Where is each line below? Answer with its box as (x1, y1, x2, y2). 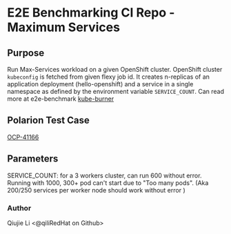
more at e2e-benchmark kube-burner (7, 95, 114, 103)
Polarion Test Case (7, 115, 90, 126)
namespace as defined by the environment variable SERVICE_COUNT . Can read (7, 88, 225, 95)
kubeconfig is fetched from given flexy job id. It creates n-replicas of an (7, 72, 210, 81)
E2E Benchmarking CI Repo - (7, 5, 175, 21)
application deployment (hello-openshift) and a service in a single (7, 80, 194, 88)
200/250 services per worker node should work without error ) (7, 186, 185, 194)
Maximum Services (7, 19, 121, 35)
